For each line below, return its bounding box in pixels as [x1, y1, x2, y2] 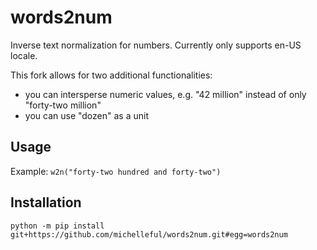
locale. [10, 49, 38, 61]
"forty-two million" [24, 99, 102, 111]
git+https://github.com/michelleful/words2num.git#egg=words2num [10, 229, 288, 240]
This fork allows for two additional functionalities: [10, 69, 213, 81]
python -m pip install [10, 221, 105, 231]
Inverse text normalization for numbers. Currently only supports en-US [10, 39, 302, 51]
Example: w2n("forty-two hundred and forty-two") [10, 165, 222, 177]
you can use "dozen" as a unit [24, 109, 149, 121]
